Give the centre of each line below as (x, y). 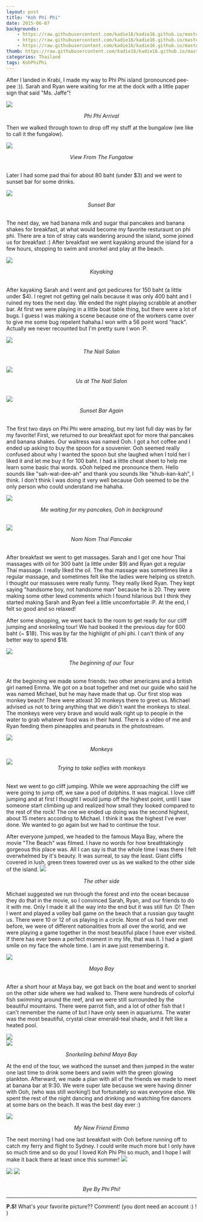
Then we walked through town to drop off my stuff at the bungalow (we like (100, 127)
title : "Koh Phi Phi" (34, 18)
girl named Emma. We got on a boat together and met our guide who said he (101, 687)
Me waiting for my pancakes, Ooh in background (101, 510)
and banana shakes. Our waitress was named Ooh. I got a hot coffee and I (98, 441)
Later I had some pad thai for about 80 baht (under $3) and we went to (94, 175)
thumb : (14, 51)
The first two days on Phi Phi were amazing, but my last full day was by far (99, 429)
